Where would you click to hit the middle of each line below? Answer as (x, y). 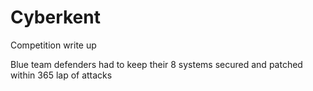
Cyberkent (55, 17)
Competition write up (53, 45)
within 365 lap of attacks (61, 75)
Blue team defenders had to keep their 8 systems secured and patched (156, 64)
